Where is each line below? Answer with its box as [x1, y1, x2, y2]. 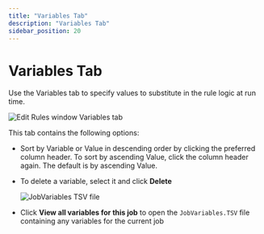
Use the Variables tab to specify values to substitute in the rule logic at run [8, 88, 257, 98]
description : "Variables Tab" [8, 19, 111, 27]
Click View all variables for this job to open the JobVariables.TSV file [19, 207, 250, 218]
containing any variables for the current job [19, 216, 164, 226]
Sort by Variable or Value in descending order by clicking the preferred [19, 144, 256, 153]
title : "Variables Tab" [8, 11, 89, 20]
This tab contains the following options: [8, 128, 140, 138]
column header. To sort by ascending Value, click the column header [19, 153, 249, 162]
